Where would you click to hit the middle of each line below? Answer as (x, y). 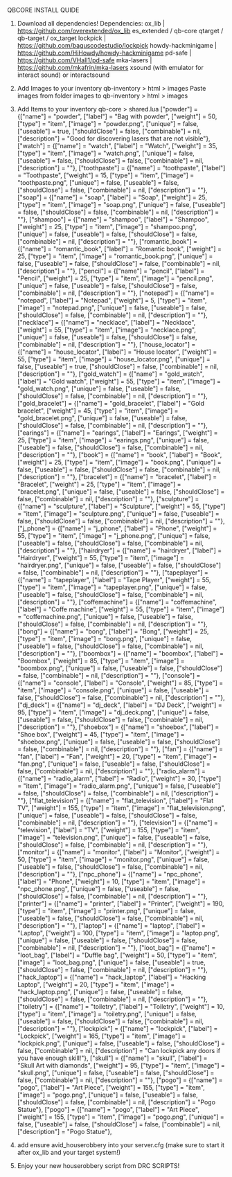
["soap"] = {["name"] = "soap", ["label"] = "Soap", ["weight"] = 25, (112, 197)
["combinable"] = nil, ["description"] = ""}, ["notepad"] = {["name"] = (116, 293)
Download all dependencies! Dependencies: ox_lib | (91, 23)
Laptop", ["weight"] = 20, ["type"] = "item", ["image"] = (96, 985)
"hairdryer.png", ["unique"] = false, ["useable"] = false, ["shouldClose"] (119, 565)
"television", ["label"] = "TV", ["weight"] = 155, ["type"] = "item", (108, 830)
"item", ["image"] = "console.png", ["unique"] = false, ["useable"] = (113, 690)
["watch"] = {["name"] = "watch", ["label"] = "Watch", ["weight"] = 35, (117, 146)
